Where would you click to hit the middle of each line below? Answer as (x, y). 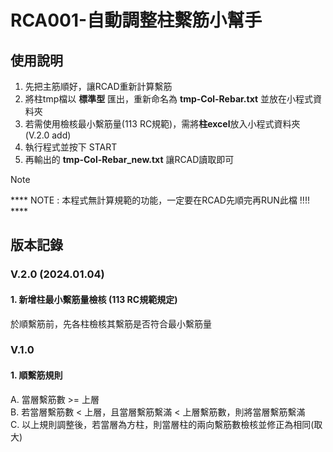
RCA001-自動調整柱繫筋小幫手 (136, 20)
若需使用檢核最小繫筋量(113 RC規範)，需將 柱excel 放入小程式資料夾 (162, 124)
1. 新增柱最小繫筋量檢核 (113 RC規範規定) (94, 299)
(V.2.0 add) (48, 135)
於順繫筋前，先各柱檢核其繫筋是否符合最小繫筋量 (111, 323)
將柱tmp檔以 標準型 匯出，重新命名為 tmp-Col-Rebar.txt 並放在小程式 (169, 99)
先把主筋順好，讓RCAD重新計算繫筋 (98, 86)
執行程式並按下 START (71, 147)
